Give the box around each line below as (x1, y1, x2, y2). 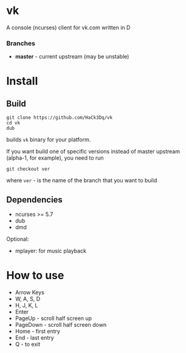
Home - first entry (15, 327, 61, 335)
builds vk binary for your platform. (6, 136, 91, 143)
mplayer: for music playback (15, 248, 87, 255)
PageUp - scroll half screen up (15, 315, 92, 322)
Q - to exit (15, 340, 41, 348)
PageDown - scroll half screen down (15, 321, 107, 328)
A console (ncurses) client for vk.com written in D (6, 24, 131, 31)
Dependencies (6, 194, 63, 205)
